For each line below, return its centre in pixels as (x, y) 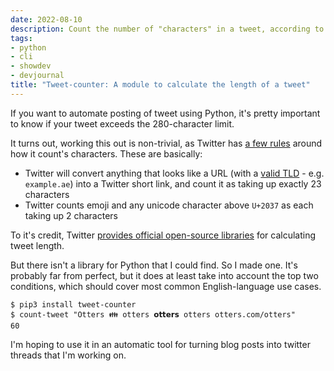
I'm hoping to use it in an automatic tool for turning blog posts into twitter (160, 344)
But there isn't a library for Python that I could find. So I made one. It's (154, 265)
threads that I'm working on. (68, 355)
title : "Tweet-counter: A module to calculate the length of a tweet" (160, 85)
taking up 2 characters (71, 215)
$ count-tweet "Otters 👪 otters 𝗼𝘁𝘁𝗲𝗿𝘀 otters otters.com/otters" (153, 314)
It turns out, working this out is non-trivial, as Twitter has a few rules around (166, 143)
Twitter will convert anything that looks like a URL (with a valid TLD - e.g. (174, 173)
